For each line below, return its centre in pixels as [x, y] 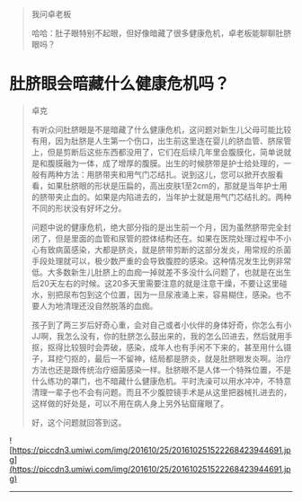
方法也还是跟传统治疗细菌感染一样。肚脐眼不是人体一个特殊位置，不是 [161, 369]
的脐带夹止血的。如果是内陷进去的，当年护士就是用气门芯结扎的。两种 [161, 197]
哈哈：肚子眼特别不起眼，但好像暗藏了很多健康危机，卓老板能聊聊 [153, 33]
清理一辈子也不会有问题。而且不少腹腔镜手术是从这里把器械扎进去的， [161, 392]
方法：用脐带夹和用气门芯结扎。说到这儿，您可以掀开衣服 [169, 174]
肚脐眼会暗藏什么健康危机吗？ [120, 84]
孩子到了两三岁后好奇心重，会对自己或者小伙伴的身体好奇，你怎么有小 [161, 325]
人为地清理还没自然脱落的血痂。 [98, 305]
